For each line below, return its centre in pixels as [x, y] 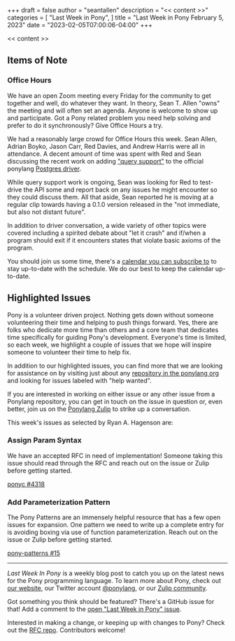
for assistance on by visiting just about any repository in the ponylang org [113, 373]
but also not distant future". [47, 212]
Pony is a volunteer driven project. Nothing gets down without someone [111, 315]
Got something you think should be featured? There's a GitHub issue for [111, 602]
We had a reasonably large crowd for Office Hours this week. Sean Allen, [112, 138]
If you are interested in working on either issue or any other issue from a [111, 394]
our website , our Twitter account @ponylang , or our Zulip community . [107, 588]
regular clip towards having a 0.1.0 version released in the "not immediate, [114, 204]
